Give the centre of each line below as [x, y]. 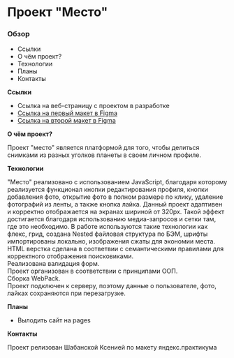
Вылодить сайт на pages [54, 320]
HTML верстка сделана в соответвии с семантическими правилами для [116, 249]
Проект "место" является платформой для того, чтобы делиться [103, 148]
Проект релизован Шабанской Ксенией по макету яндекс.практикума [112, 348]
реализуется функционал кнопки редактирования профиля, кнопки [108, 190]
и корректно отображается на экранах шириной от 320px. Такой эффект [116, 212]
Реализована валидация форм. [53, 264]
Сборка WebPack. [34, 278]
